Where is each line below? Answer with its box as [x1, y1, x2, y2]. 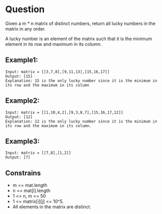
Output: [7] [5, 155, 30, 160]
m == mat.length [12, 182, 48, 189]
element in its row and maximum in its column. [5, 41, 102, 47]
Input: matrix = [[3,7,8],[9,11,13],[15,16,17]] [5, 69, 110, 74]
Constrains [5, 169, 41, 177]
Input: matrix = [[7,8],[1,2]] [5, 150, 71, 156]
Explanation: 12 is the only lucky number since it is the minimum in [5, 118, 157, 124]
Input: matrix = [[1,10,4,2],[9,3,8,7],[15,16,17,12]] [5, 110, 124, 115]
